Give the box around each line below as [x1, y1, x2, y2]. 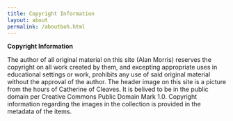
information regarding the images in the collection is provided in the [7, 100, 202, 108]
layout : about [7, 17, 49, 24]
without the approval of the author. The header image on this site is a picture [7, 78, 227, 86]
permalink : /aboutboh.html [7, 23, 86, 30]
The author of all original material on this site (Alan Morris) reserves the [7, 56, 212, 64]
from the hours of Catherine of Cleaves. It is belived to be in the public [7, 85, 209, 94]
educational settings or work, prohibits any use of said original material [7, 70, 211, 79]
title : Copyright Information [7, 10, 95, 17]
